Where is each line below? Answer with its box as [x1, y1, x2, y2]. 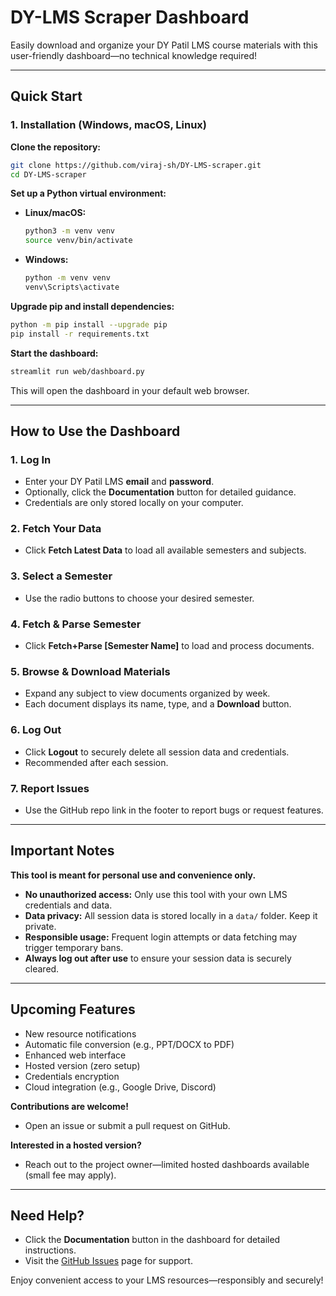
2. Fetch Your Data [10, 522, 102, 536]
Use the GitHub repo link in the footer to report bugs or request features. [24, 804, 324, 816]
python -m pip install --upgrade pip [10, 319, 168, 330]
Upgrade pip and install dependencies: [10, 300, 175, 312]
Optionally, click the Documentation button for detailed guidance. [24, 486, 297, 498]
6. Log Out [10, 723, 62, 737]
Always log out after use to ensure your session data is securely [24, 952, 292, 964]
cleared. [24, 962, 60, 975]
